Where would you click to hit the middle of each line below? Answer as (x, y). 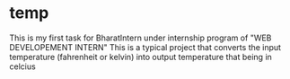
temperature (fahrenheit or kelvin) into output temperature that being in (141, 57)
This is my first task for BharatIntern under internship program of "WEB (141, 38)
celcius (22, 66)
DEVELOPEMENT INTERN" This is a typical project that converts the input (145, 47)
